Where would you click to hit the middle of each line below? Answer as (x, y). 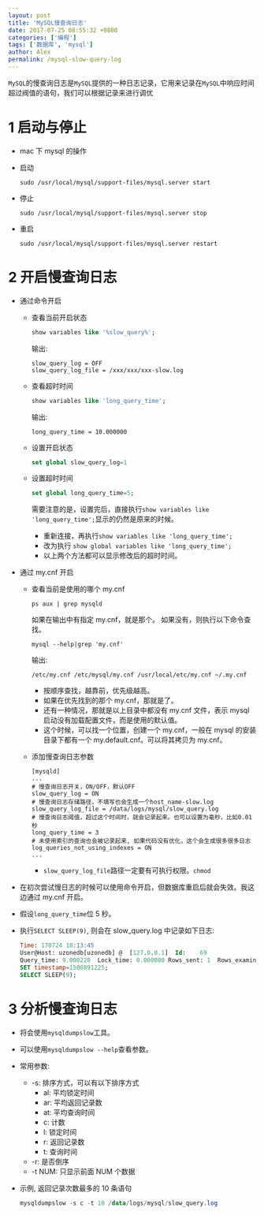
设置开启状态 (52, 447)
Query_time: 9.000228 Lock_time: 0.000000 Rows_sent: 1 (115, 960)
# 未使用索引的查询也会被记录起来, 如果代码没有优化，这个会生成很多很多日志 (141, 841)
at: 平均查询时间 (69, 1112)
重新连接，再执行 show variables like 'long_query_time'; (138, 536)
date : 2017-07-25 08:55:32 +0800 (63, 30)
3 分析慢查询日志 (63, 1009)
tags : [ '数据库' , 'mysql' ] (50, 45)
